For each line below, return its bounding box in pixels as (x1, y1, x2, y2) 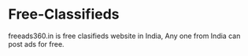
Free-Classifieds (8, 5, 120, 23)
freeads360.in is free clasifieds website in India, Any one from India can (8, 31, 241, 40)
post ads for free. (8, 39, 65, 48)
